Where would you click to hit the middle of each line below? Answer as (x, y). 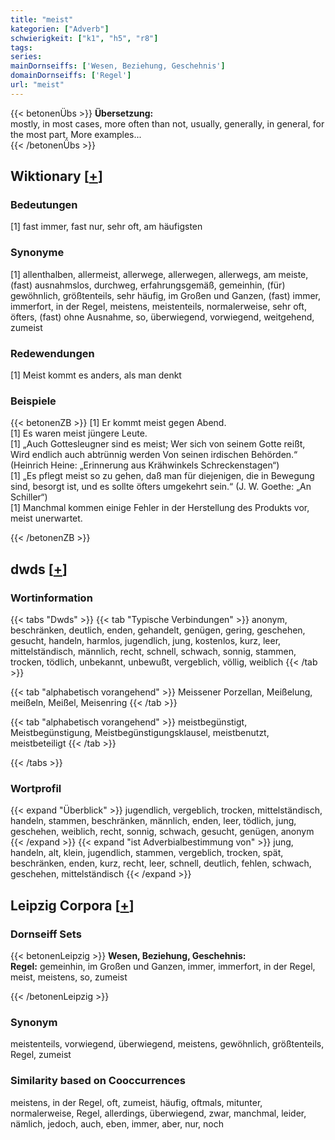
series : (26, 57)
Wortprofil (36, 788)
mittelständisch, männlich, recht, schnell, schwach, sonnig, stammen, (153, 652)
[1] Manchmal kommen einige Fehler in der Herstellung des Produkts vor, (160, 508)
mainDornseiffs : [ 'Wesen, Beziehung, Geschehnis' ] (118, 66)
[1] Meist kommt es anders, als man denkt (96, 375)
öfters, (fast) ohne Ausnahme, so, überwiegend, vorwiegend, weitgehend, (162, 317)
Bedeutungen (44, 205)
